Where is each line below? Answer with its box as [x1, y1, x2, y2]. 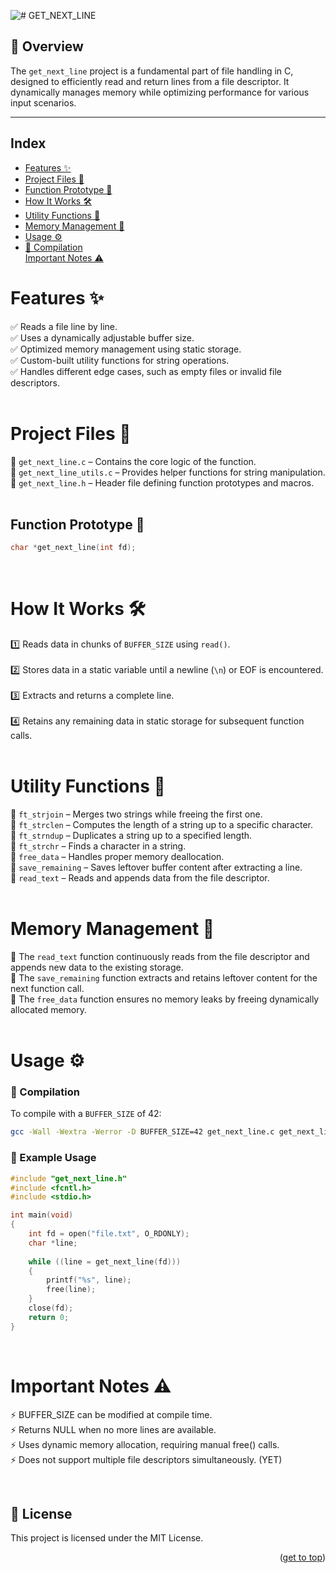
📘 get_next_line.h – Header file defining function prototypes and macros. [10, 476, 315, 489]
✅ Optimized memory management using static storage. [10, 343, 242, 355]
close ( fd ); [28, 1303, 74, 1314]
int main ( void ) [10, 1210, 74, 1220]
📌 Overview [10, 38, 84, 55]
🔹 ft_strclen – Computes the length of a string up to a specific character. [10, 819, 313, 831]
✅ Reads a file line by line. [10, 320, 118, 332]
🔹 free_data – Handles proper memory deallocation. [10, 851, 225, 863]
